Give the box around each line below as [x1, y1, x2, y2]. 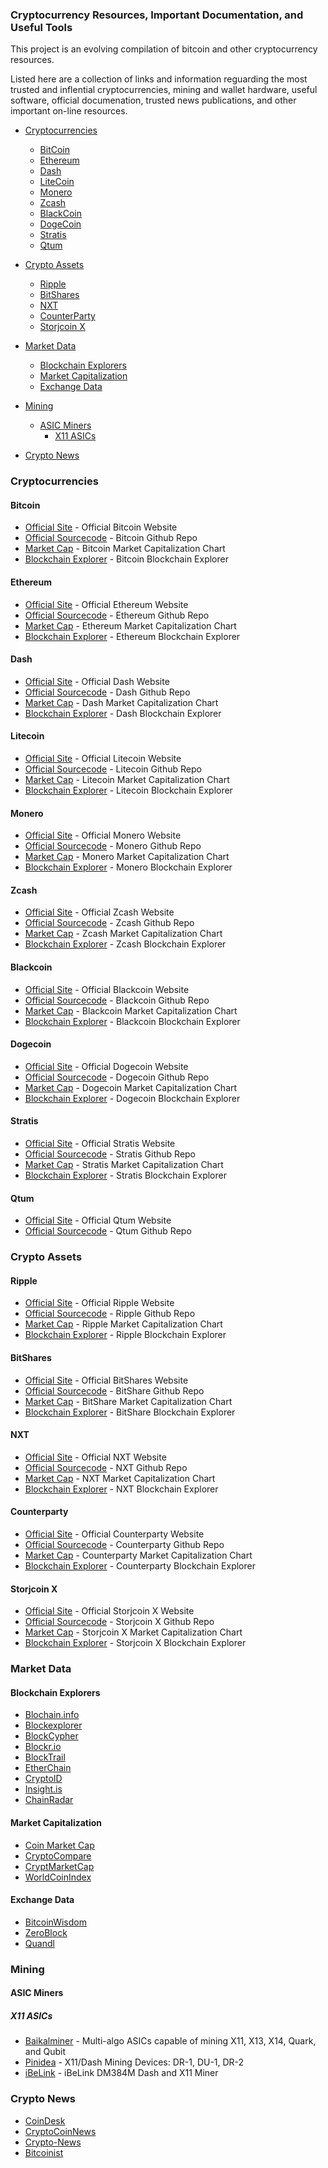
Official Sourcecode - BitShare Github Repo [24, 1384, 205, 1397]
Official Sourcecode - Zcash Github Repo [24, 917, 195, 929]
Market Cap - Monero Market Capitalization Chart [24, 851, 230, 863]
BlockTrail [24, 1751, 66, 1763]
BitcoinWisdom [24, 1916, 87, 1928]
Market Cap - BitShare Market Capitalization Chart [24, 1395, 233, 1407]
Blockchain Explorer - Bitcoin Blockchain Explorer [24, 553, 229, 565]
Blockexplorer [24, 1719, 83, 1732]
